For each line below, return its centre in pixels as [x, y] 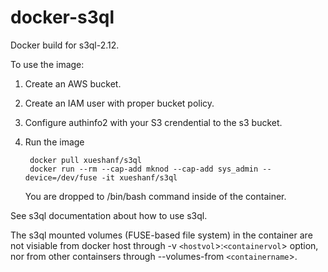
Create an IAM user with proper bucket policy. [119, 103]
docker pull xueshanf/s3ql [85, 160]
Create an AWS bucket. [73, 83]
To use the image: [47, 64]
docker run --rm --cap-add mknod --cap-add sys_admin [144, 169]
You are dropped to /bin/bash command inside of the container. [155, 196]
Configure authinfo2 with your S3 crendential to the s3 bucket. [153, 122]
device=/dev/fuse [61, 177]
